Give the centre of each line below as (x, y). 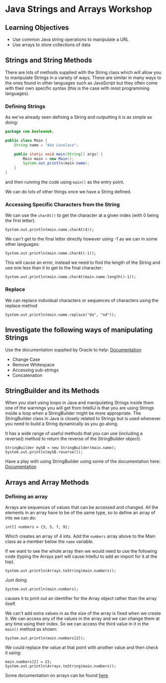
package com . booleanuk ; (30, 132)
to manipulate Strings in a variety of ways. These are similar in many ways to (83, 78)
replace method (21, 305)
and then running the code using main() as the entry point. (65, 182)
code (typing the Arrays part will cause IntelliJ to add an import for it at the (81, 556)
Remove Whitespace (33, 364)
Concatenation (28, 375)
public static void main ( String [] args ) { (58, 154)
